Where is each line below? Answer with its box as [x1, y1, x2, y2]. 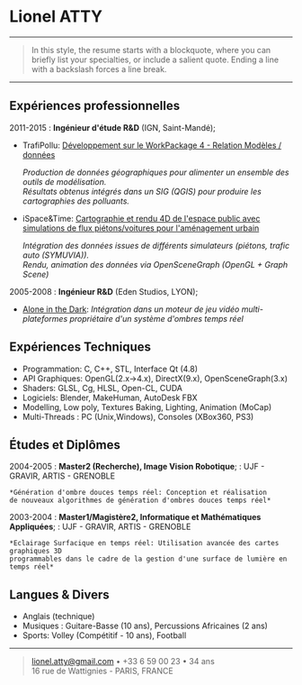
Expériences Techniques [9, 340, 151, 355]
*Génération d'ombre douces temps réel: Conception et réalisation [9, 489, 268, 498]
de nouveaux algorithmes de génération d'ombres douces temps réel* [9, 496, 271, 506]
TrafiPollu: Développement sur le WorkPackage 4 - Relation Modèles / [22, 140, 282, 151]
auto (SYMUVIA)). [22, 250, 90, 260]
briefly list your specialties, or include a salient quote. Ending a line [31, 54, 280, 65]
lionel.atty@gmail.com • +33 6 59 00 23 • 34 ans [31, 656, 216, 667]
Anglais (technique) [22, 611, 95, 622]
